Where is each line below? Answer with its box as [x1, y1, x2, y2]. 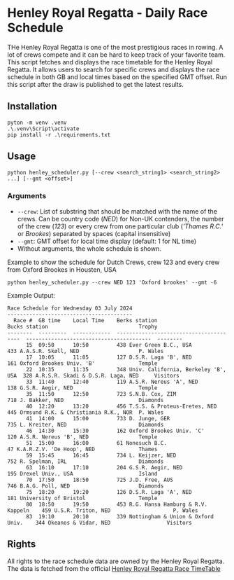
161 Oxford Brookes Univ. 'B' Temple [7, 359, 158, 367]
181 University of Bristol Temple [7, 495, 158, 502]
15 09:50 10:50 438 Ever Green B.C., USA [25, 341, 192, 348]
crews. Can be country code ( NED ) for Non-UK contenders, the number [17, 214, 225, 223]
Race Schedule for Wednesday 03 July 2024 [7, 305, 133, 312]
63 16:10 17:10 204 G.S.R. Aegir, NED [25, 464, 183, 471]
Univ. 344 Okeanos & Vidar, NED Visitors [7, 519, 192, 526]
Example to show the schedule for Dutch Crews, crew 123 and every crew [7, 258, 220, 266]
